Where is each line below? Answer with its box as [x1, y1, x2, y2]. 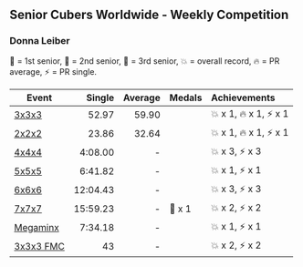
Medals [169, 91, 203, 104]
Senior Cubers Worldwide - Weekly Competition [9, 7, 289, 23]
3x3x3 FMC [14, 241, 66, 253]
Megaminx [14, 221, 59, 234]
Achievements [211, 91, 276, 104]
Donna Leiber [9, 35, 70, 47]
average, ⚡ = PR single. [9, 66, 98, 77]
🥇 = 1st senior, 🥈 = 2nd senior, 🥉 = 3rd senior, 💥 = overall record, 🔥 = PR [9, 55, 280, 67]
